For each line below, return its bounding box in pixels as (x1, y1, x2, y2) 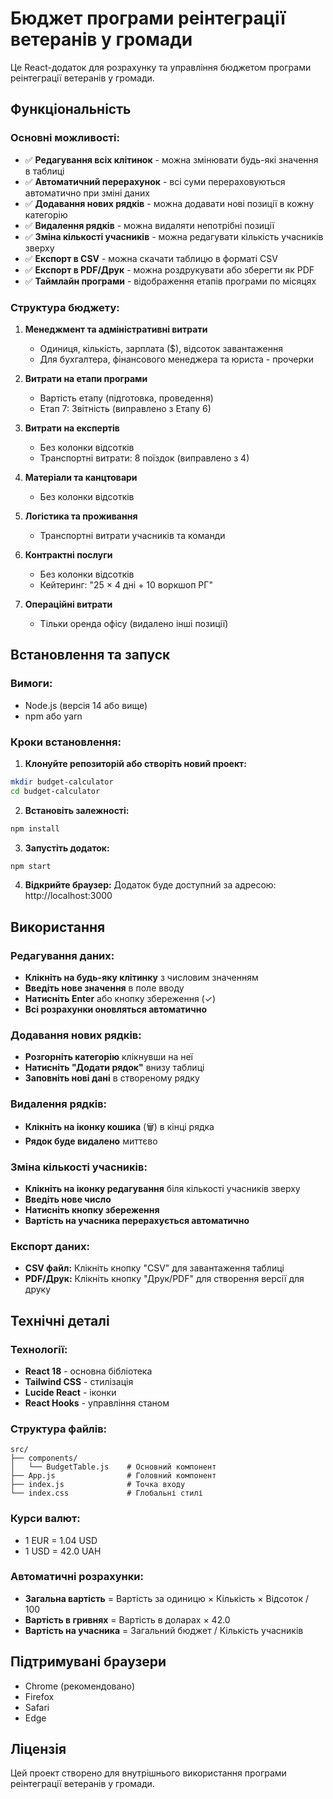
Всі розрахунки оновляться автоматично (24, 1003, 207, 1016)
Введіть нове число (24, 1193, 112, 1205)
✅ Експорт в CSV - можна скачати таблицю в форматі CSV (24, 252, 278, 264)
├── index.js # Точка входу (10, 1480, 186, 1490)
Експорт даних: (10, 1239, 90, 1253)
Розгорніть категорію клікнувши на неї (24, 1051, 194, 1063)
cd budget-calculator (10, 786, 101, 796)
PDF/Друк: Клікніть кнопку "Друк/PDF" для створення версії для (24, 1273, 305, 1285)
